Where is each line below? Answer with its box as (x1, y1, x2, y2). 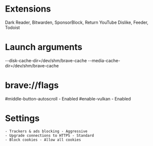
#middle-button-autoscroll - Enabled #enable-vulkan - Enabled (5, 96, 131, 101)
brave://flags (5, 80, 59, 91)
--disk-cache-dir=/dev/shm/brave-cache (5, 57, 87, 64)
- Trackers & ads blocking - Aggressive (5, 129, 88, 134)
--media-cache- (88, 57, 121, 64)
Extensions (5, 3, 51, 15)
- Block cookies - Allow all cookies (5, 137, 81, 142)
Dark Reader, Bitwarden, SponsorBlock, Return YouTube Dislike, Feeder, (5, 19, 149, 25)
